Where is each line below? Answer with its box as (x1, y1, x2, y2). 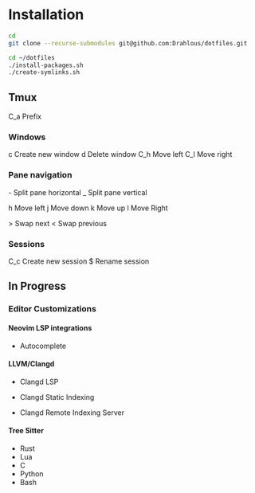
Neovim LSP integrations (8, 323, 92, 332)
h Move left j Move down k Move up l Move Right (8, 203, 169, 213)
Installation (8, 6, 84, 24)
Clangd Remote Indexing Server (19, 408, 125, 417)
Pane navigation (8, 170, 73, 181)
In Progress (8, 280, 66, 293)
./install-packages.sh (8, 61, 84, 69)
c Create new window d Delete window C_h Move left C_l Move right (8, 150, 233, 159)
